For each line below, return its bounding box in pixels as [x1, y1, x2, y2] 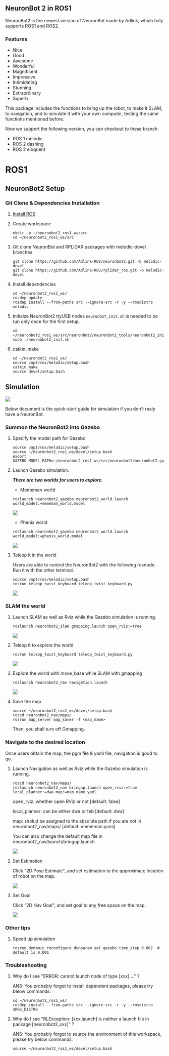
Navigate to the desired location [5, 739, 86, 746]
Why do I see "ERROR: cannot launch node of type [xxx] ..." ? [12, 973, 140, 979]
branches [12, 249, 33, 255]
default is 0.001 [12, 950, 49, 955]
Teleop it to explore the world [12, 642, 74, 648]
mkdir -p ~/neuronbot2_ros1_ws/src [12, 230, 88, 235]
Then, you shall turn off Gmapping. [12, 726, 85, 732]
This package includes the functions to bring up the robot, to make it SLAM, [5, 105, 163, 111]
